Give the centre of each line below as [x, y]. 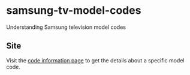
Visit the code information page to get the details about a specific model [95, 60]
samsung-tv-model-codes [74, 10]
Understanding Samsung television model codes [66, 27]
